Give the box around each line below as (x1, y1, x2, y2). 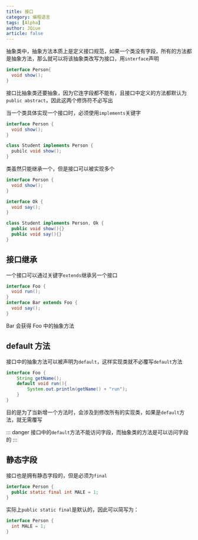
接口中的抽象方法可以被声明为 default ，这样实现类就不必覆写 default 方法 (6, 358, 183, 365)
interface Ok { (6, 199, 44, 205)
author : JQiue (6, 25, 41, 31)
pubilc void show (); (11, 148, 62, 154)
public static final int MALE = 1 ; (11, 489, 99, 495)
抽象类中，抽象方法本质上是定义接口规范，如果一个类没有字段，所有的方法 (6, 48, 187, 55)
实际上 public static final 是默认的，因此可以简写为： (6, 506, 140, 513)
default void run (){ (16, 381, 67, 387)
